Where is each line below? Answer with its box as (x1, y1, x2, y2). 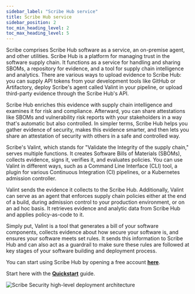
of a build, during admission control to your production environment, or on (6, 199, 185, 206)
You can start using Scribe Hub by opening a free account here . (6, 259, 160, 266)
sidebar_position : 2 (6, 19, 57, 25)
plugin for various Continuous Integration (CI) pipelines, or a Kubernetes (6, 169, 180, 176)
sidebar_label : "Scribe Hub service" (6, 8, 98, 15)
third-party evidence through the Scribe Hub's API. (6, 90, 129, 97)
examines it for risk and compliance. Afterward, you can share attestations (6, 108, 186, 115)
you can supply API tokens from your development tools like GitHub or (6, 77, 176, 85)
